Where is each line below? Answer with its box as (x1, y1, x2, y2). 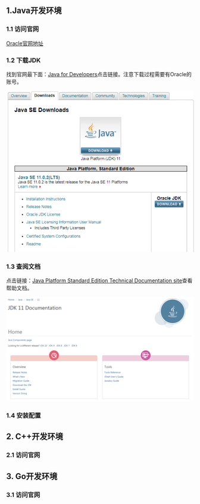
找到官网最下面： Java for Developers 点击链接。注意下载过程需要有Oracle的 (6, 70, 192, 77)
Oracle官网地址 (6, 39, 43, 46)
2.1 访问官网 (6, 451, 40, 459)
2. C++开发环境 (6, 431, 64, 442)
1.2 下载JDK (6, 56, 41, 64)
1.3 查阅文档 (6, 263, 41, 271)
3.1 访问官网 (6, 490, 40, 499)
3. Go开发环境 (6, 471, 58, 481)
